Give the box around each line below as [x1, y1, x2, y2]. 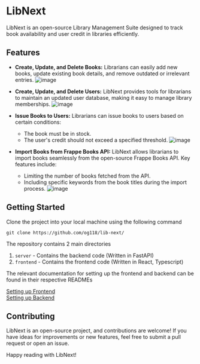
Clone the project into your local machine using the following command [6, 218, 182, 225]
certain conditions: [14, 118, 62, 126]
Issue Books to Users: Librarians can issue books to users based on [14, 112, 184, 119]
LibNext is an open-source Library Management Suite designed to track [6, 24, 183, 31]
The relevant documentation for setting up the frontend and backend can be [6, 270, 195, 277]
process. [23, 185, 46, 192]
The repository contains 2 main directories [6, 240, 111, 247]
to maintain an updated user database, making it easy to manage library [14, 94, 192, 101]
